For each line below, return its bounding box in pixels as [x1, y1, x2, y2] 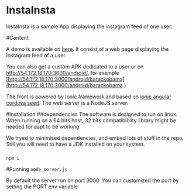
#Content [6, 34, 29, 41]
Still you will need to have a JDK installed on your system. [6, 140, 145, 147]
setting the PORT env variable [6, 183, 78, 190]
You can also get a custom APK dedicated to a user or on [6, 63, 144, 70]
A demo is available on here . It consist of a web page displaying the [6, 45, 169, 53]
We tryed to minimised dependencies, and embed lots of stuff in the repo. [6, 134, 184, 141]
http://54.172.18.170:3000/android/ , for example [6, 69, 119, 76]
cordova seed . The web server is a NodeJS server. [6, 99, 129, 106]
